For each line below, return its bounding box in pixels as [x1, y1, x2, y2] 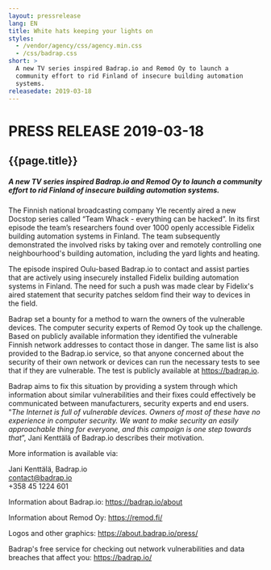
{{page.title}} [8, 154, 78, 167]
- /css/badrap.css [15, 49, 78, 57]
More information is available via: [8, 448, 119, 458]
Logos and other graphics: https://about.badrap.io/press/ [8, 528, 198, 538]
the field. [8, 298, 38, 308]
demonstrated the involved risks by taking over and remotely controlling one [8, 239, 262, 249]
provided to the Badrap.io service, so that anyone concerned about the [8, 348, 244, 358]
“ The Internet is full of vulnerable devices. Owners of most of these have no [8, 407, 261, 416]
